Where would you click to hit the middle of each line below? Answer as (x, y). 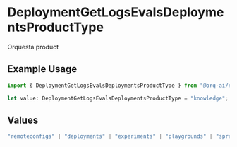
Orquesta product (33, 47)
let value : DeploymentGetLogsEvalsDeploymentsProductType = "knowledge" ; (118, 98)
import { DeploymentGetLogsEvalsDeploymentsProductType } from (102, 86)
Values (23, 120)
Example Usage (42, 69)
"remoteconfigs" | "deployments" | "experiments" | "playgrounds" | (110, 136)
